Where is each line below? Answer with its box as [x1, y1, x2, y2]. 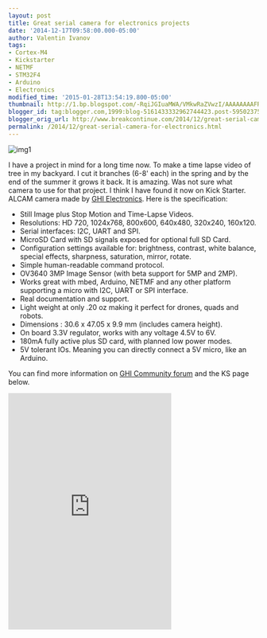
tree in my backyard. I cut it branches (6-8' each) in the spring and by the [8, 168, 249, 178]
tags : [8, 41, 26, 49]
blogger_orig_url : [8, 115, 69, 123]
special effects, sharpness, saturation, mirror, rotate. [19, 252, 192, 261]
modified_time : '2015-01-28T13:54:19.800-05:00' [8, 93, 172, 101]
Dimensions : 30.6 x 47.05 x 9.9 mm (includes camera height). [19, 319, 223, 329]
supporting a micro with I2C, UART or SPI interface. [19, 285, 189, 295]
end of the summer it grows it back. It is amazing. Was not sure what [8, 177, 233, 186]
